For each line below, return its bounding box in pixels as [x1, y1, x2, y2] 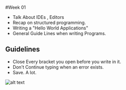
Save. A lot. [12, 69, 37, 75]
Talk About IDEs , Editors [12, 14, 64, 20]
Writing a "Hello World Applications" [12, 25, 89, 31]
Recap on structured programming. [12, 20, 86, 25]
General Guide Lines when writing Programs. [12, 31, 106, 36]
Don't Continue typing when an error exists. [12, 64, 104, 70]
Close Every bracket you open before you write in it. [12, 58, 121, 65]
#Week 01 [5, 5, 26, 10]
